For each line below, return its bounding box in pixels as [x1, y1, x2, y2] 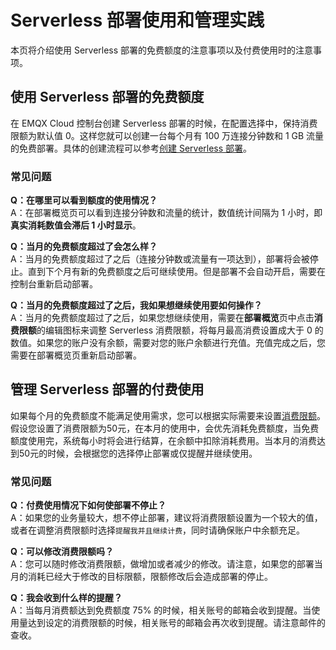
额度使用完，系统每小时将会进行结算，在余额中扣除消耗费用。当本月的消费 [10, 434, 317, 446]
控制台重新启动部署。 [10, 278, 98, 290]
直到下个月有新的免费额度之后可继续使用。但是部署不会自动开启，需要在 [27, 266, 326, 278]
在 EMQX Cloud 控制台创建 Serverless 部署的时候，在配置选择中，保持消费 [10, 117, 318, 129]
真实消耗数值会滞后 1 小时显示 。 [10, 219, 142, 231]
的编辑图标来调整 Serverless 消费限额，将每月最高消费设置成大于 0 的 [36, 324, 324, 336]
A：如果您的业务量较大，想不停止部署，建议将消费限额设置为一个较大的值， [10, 512, 323, 524]
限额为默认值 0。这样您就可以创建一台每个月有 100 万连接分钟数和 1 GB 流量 [10, 129, 325, 141]
